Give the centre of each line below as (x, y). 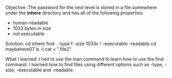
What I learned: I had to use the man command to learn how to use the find (84, 59)
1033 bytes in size (32, 28)
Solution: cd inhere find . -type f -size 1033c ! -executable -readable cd (81, 44)
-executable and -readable (44, 70)
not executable (28, 34)
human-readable (30, 23)
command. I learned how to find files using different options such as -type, (84, 64)
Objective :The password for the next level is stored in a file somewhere (81, 7)
